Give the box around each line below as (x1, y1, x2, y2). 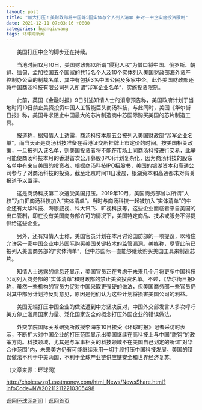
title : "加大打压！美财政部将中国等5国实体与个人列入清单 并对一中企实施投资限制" (6, 14, 188, 20)
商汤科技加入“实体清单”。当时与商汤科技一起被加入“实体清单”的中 (29, 197, 192, 204)
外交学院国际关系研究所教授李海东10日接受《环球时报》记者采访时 (16, 323, 180, 331)
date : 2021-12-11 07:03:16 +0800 (6, 20, 90, 26)
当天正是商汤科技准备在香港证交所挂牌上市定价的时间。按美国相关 (24, 139, 188, 147)
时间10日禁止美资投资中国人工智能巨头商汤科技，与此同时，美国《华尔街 (11, 104, 191, 111)
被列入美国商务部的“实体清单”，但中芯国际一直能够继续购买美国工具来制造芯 (6, 248, 195, 255)
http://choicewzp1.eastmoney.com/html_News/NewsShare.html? (6, 378, 167, 385)
